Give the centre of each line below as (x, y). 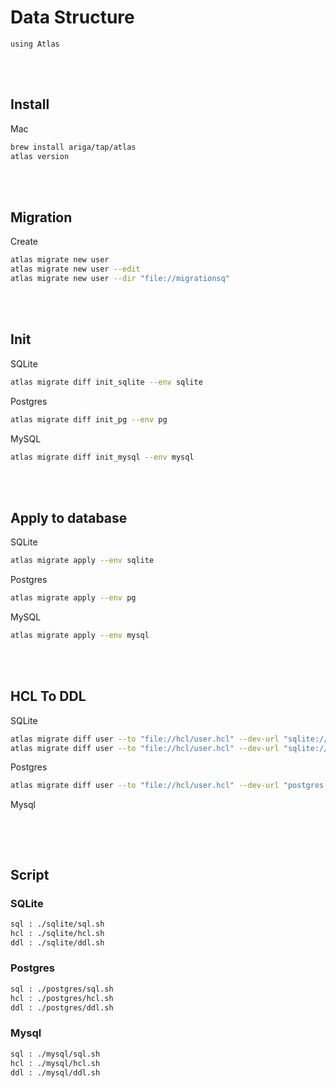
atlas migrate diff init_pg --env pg (89, 419)
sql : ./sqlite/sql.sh (57, 924)
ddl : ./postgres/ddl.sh (62, 1007)
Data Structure (72, 17)
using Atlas (35, 44)
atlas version (40, 156)
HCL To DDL (48, 696)
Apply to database (69, 517)
